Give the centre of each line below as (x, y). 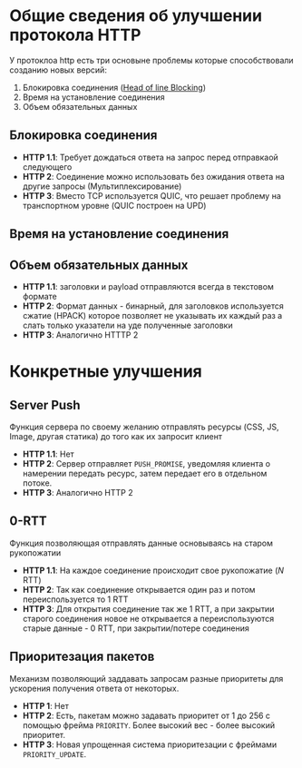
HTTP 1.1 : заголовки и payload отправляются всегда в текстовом (148, 286)
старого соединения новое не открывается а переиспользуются (148, 618)
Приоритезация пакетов (82, 657)
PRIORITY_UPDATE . (54, 753)
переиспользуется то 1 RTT (75, 599)
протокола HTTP (75, 35)
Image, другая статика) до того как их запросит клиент (116, 436)
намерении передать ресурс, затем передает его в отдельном (145, 473)
